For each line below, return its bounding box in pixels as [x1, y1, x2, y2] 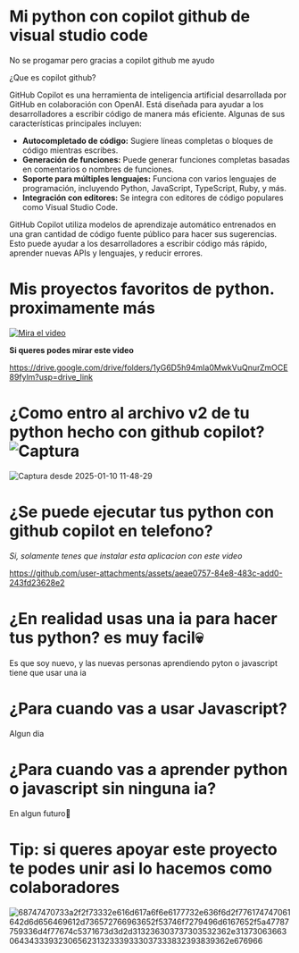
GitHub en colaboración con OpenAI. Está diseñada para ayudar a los [9, 98, 264, 109]
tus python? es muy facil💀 [9, 628, 203, 647]
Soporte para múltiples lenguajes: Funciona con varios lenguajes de [21, 173, 277, 184]
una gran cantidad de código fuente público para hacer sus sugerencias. [9, 228, 278, 239]
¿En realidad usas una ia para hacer [9, 608, 278, 628]
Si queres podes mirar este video [9, 344, 134, 355]
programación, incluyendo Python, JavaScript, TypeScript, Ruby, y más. [21, 182, 287, 193]
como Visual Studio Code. [21, 201, 119, 212]
